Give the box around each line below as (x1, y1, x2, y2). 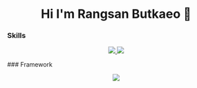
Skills (7, 31, 26, 41)
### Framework (7, 60, 53, 69)
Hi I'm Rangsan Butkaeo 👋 (41, 6, 191, 22)
